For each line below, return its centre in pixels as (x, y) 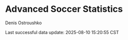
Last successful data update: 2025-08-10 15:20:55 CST (62, 32)
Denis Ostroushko (24, 23)
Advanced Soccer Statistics (64, 9)
